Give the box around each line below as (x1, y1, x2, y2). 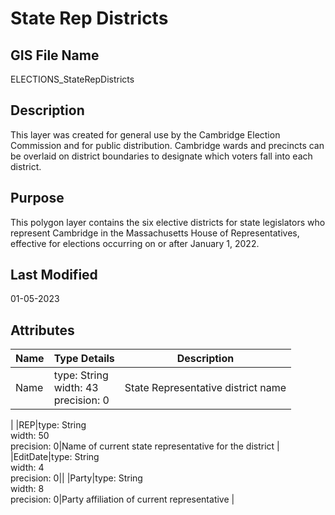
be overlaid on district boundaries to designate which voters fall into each (10, 150, 313, 162)
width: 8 (10, 483, 45, 495)
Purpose (10, 190, 65, 207)
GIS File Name (10, 47, 100, 64)
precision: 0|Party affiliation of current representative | (10, 493, 235, 506)
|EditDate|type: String (10, 451, 100, 463)
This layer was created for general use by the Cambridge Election (10, 128, 281, 141)
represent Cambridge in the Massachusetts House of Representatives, (10, 227, 300, 239)
